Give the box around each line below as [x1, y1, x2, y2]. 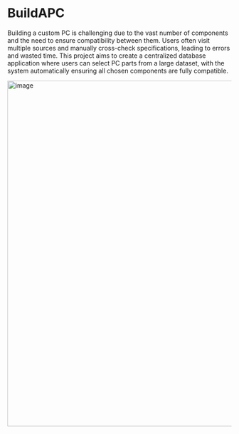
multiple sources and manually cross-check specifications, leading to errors [7, 43, 230, 52]
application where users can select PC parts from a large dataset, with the [7, 58, 225, 67]
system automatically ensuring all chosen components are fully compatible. [7, 66, 229, 75]
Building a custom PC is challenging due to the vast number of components [7, 29, 229, 37]
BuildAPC [7, 5, 65, 21]
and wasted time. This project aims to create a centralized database [7, 51, 206, 60]
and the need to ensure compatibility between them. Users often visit [7, 36, 210, 44]
